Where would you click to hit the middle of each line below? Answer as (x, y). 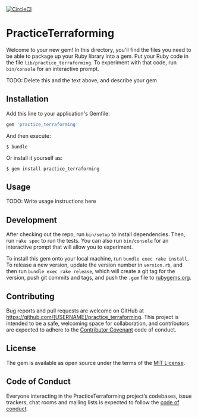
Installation (27, 99)
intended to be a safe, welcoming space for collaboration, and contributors (98, 323)
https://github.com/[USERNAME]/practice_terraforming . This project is (92, 317)
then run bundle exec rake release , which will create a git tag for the (91, 271)
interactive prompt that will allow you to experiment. (70, 247)
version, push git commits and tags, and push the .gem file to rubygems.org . (99, 278)
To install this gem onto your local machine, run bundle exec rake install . (98, 259)
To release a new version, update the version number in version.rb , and (95, 265)
